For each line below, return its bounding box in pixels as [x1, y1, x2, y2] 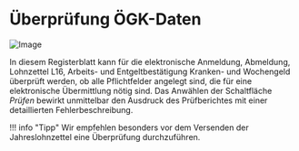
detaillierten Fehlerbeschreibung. [9, 104, 134, 115]
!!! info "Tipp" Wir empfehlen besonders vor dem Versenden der [9, 122, 249, 133]
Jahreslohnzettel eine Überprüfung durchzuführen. [9, 131, 201, 142]
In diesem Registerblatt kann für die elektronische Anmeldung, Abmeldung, [9, 56, 291, 67]
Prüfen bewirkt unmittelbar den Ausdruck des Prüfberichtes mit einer [9, 95, 268, 106]
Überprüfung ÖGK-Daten [9, 9, 202, 30]
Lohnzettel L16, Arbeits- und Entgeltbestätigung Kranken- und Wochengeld [9, 66, 291, 77]
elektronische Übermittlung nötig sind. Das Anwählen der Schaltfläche [9, 85, 273, 96]
